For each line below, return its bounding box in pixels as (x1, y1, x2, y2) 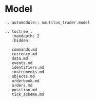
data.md (11, 56, 28, 61)
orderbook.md (11, 78, 40, 84)
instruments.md (11, 69, 44, 74)
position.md (11, 87, 37, 92)
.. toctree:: (5, 29, 33, 34)
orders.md (11, 83, 33, 88)
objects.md (11, 74, 35, 79)
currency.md (11, 51, 37, 56)
